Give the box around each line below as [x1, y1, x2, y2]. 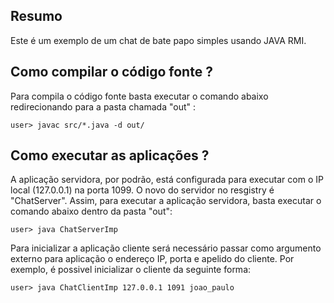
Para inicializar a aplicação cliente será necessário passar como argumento [10, 242, 322, 254]
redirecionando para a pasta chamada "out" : [10, 100, 196, 113]
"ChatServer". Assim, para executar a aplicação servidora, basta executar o [10, 195, 322, 207]
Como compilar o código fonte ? [10, 64, 213, 81]
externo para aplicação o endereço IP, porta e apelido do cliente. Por [10, 253, 295, 265]
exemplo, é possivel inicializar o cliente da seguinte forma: [10, 264, 252, 276]
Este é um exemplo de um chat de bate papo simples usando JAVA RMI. [10, 34, 307, 46]
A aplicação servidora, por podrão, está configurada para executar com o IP [10, 174, 324, 186]
